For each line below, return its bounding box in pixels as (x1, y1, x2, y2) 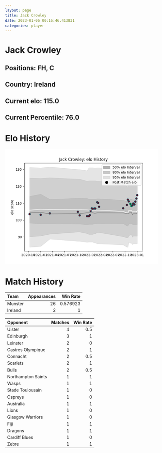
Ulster (7, 326, 19, 332)
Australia (7, 401, 25, 406)
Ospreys (7, 394, 24, 400)
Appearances (28, 293, 56, 299)
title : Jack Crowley (5, 13, 47, 18)
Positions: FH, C (5, 64, 54, 72)
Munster (7, 301, 24, 307)
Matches (51, 319, 69, 325)
